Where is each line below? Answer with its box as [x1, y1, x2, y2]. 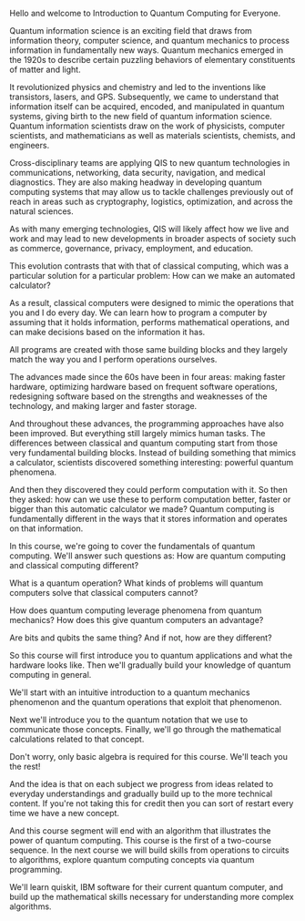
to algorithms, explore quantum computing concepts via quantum [9, 854, 255, 865]
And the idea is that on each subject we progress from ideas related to [9, 779, 274, 789]
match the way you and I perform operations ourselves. [9, 354, 218, 364]
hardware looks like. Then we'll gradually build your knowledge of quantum [9, 660, 291, 670]
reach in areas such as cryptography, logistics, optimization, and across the [9, 196, 293, 207]
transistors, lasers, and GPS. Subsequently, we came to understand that [9, 91, 280, 102]
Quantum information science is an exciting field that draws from [9, 26, 252, 36]
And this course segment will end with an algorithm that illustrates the [9, 825, 271, 836]
